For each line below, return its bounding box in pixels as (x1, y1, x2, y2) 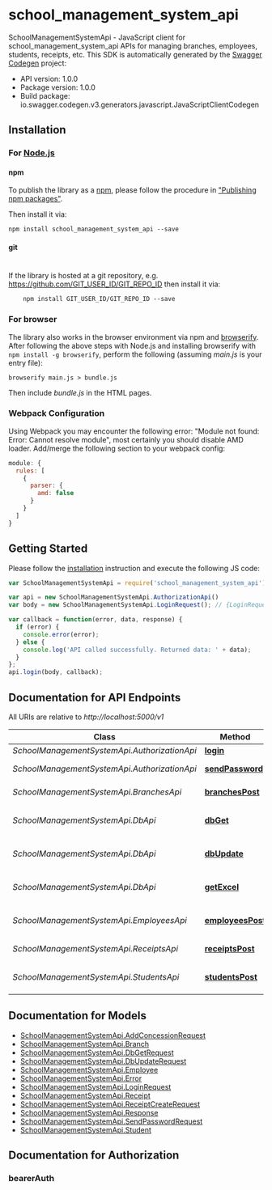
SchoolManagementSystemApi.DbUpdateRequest (19, 1056, 187, 1065)
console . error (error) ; (23, 630, 100, 638)
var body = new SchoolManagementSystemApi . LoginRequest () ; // (8, 601, 223, 609)
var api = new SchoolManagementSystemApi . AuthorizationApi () (8, 593, 219, 602)
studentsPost (204, 971, 257, 982)
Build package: (19, 91, 70, 100)
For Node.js (8, 147, 55, 159)
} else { (15, 637, 45, 646)
